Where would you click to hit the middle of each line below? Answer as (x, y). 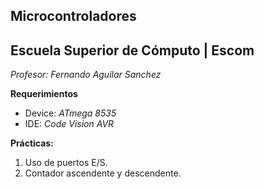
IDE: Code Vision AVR (69, 124)
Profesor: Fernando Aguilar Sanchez (86, 75)
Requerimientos (44, 94)
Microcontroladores (73, 16)
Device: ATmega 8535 (70, 113)
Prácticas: (32, 143)
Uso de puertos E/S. (66, 163)
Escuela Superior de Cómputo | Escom (132, 50)
